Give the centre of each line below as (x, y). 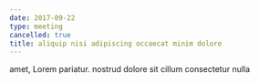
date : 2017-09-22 (42, 18)
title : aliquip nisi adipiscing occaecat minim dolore (116, 43)
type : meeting (36, 26)
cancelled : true (40, 35)
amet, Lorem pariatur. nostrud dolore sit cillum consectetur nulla (130, 69)
